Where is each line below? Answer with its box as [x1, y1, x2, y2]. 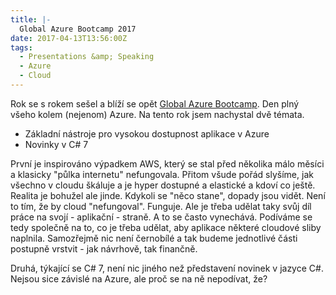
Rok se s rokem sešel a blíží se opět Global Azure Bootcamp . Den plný [10, 97, 300, 110]
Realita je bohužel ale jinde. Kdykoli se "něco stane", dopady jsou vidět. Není [10, 189, 326, 201]
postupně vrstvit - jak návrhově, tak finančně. [10, 242, 198, 255]
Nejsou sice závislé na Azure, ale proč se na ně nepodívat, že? [10, 272, 268, 285]
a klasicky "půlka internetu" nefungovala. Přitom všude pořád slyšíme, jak [10, 168, 314, 180]
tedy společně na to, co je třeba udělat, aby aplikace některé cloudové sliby [10, 221, 322, 233]
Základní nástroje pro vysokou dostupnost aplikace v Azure [24, 127, 270, 140]
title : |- [10, 14, 52, 25]
